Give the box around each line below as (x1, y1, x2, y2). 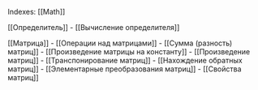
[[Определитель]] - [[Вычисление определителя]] (7, 23, 180, 32)
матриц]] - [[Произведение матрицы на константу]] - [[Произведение (7, 47, 251, 56)
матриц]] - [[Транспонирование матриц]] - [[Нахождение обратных (7, 56, 243, 65)
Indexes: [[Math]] (7, 7, 66, 16)
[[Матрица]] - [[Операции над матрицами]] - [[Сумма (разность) (7, 38, 233, 48)
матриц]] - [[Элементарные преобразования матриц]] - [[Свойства (7, 64, 242, 74)
